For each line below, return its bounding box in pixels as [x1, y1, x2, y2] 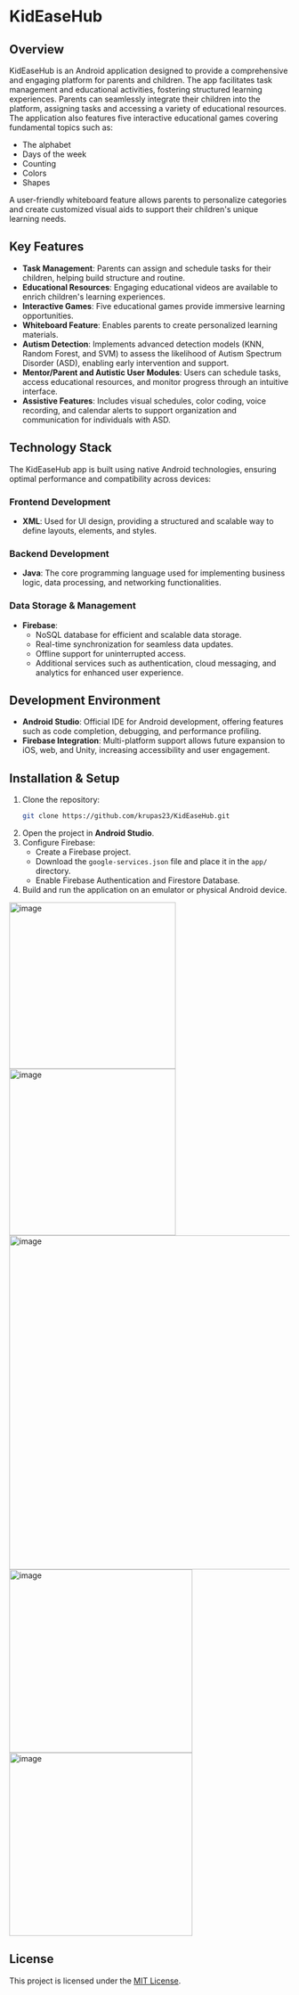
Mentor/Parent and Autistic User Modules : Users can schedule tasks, [21, 367, 281, 378]
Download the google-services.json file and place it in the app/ [35, 856, 268, 867]
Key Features [9, 239, 85, 255]
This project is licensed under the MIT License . [9, 1975, 182, 1986]
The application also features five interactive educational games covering [9, 113, 279, 123]
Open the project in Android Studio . [21, 828, 155, 838]
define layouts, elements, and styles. [21, 525, 158, 536]
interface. [21, 386, 58, 397]
